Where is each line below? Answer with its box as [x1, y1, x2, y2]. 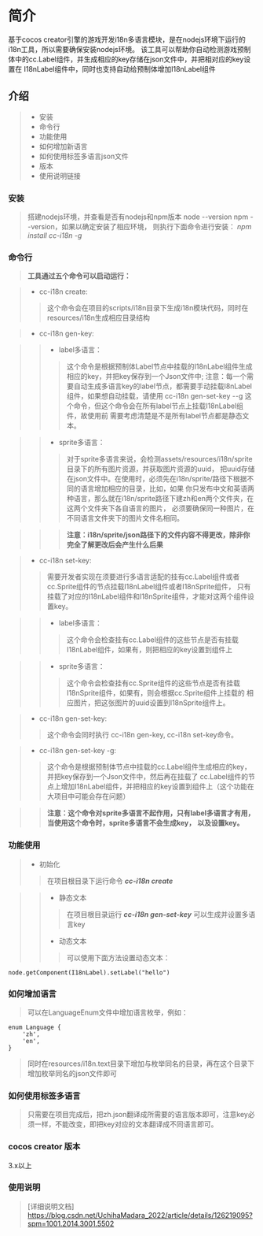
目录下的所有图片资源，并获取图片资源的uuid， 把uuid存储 [66, 464, 255, 473]
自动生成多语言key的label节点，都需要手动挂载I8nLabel [73, 381, 253, 391]
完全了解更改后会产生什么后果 [66, 540, 163, 550]
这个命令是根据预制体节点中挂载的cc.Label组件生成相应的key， [46, 762, 251, 772]
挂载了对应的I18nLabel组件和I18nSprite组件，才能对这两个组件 [46, 592, 248, 601]
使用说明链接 [38, 171, 81, 180]
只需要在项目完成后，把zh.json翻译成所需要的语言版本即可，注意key [27, 1110, 249, 1119]
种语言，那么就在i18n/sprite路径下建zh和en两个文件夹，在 [66, 494, 254, 503]
